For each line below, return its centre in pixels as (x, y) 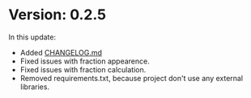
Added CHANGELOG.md (61, 52)
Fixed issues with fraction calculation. (83, 69)
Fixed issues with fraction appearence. (85, 61)
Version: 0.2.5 (57, 15)
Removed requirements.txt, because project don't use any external (132, 78)
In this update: (32, 37)
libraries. (35, 87)
